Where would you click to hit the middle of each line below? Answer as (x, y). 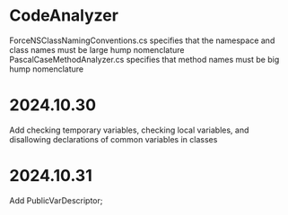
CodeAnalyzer (64, 16)
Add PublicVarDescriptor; (56, 200)
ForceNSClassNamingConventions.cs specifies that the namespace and (142, 40)
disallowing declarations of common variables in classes (113, 139)
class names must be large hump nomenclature (97, 49)
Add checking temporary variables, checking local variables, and (129, 130)
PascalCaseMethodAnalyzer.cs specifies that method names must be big (144, 59)
